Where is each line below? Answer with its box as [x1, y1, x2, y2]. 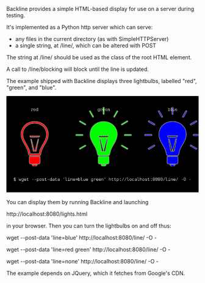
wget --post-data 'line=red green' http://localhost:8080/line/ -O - [6, 246, 171, 253]
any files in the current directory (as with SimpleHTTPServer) [15, 35, 169, 42]
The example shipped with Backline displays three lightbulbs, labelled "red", [6, 78, 197, 84]
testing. [6, 12, 26, 19]
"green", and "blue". [6, 84, 57, 91]
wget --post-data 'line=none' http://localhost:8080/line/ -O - [6, 258, 159, 265]
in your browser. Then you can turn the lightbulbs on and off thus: [6, 222, 172, 229]
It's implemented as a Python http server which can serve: [6, 24, 153, 31]
